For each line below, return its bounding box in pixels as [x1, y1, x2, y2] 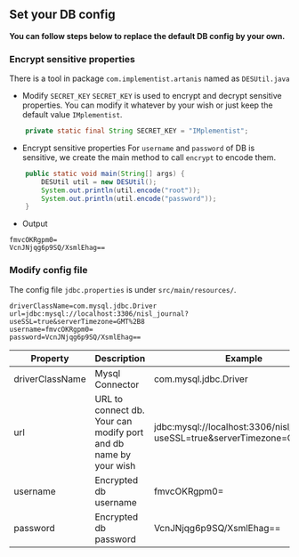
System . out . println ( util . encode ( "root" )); [41, 186, 201, 195]
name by [94, 448, 132, 461]
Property [30, 351, 69, 364]
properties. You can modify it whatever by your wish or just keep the [21, 100, 273, 110]
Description [94, 351, 146, 364]
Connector [94, 378, 140, 391]
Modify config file [9, 264, 88, 277]
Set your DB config [9, 7, 116, 22]
